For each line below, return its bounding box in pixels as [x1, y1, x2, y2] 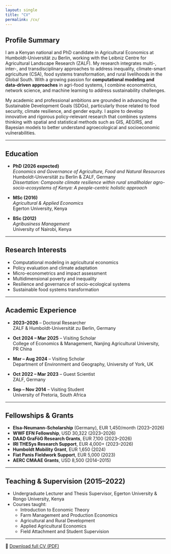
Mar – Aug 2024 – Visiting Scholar [12, 355, 85, 362]
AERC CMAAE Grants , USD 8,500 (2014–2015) [12, 457, 111, 464]
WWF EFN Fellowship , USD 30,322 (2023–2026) [12, 430, 116, 437]
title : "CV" [5, 12, 31, 17]
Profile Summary [5, 36, 60, 44]
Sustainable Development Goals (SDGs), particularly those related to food [5, 103, 160, 109]
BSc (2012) [12, 215, 37, 221]
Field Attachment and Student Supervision [20, 528, 109, 535]
